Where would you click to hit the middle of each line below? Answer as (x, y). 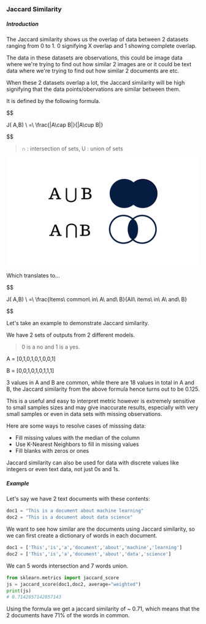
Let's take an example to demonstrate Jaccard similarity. (78, 323)
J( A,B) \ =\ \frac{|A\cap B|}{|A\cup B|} (55, 125)
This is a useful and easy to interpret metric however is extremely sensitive (101, 401)
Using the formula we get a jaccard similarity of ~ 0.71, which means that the (103, 609)
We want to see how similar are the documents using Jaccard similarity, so (101, 529)
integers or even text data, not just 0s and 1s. (63, 469)
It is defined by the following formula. (53, 101)
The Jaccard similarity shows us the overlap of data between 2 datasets (97, 39)
